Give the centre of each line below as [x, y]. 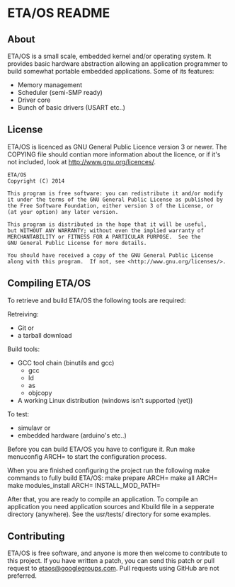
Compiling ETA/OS [49, 284]
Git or [25, 328]
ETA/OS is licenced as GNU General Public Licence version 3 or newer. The [117, 147]
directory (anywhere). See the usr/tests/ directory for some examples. [109, 514]
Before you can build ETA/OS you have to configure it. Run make [101, 449]
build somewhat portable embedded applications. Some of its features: [111, 71]
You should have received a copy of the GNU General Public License [110, 255]
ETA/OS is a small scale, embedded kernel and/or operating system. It [109, 56]
